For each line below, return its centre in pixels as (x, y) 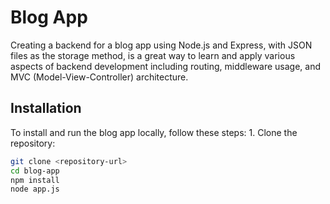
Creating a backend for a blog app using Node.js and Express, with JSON (161, 45)
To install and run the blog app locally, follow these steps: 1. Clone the (154, 132)
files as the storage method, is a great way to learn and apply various (153, 55)
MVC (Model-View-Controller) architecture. (99, 77)
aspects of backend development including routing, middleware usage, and (166, 66)
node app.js (35, 189)
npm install (35, 180)
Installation (46, 108)
